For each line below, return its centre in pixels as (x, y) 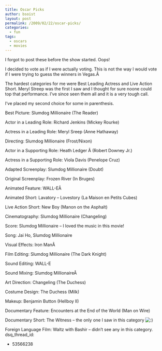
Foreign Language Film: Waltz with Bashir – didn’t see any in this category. (79, 329)
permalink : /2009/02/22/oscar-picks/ (43, 23)
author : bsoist (20, 14)
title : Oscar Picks (25, 9)
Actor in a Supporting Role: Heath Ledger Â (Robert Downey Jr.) (69, 150)
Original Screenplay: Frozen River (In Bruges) (50, 178)
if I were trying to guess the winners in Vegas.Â (52, 74)
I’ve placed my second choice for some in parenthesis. (59, 103)
